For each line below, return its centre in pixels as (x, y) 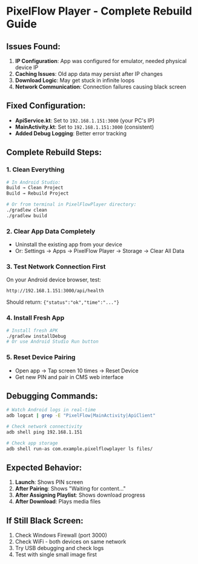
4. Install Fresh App (35, 318)
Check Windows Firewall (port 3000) (61, 535)
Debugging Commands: (52, 396)
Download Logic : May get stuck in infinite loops (75, 80)
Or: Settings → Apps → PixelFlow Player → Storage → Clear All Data (100, 251)
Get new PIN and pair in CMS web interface (69, 377)
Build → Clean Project (35, 188)
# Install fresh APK (32, 331)
